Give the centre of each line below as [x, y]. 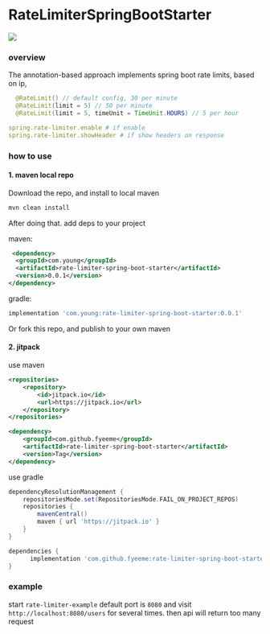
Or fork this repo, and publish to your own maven [90, 328]
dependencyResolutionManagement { [66, 492]
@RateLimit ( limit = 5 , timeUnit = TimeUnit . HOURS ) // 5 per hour [127, 113]
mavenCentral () [63, 514]
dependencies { [34, 551]
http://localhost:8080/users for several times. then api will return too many [135, 612]
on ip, [18, 84]
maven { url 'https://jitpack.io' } [98, 522]
